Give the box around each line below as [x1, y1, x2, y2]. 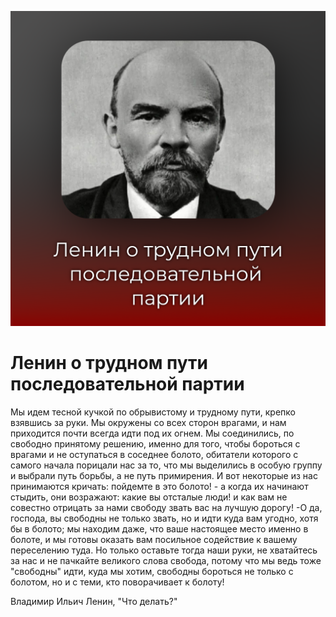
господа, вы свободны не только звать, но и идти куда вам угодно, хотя [10, 512, 319, 524]
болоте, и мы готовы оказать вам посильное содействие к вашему [10, 533, 298, 545]
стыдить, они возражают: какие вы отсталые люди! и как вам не [10, 491, 288, 503]
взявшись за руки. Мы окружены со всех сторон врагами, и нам [10, 416, 287, 428]
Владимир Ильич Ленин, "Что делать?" [10, 595, 178, 607]
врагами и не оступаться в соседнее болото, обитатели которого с [10, 448, 299, 460]
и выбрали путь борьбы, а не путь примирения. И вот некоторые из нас [10, 469, 318, 481]
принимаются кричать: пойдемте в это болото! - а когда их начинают [10, 480, 309, 492]
